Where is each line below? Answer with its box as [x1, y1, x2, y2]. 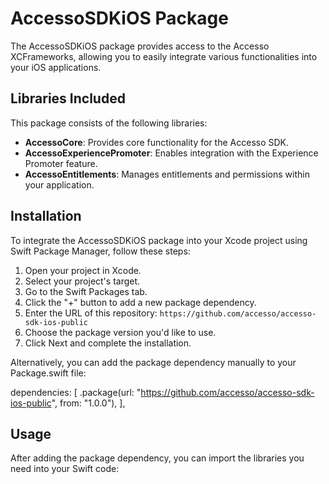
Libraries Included [10, 90, 126, 107]
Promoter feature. [24, 157, 98, 169]
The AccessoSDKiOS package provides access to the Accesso [10, 40, 270, 52]
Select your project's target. [24, 275, 141, 287]
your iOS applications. [10, 61, 102, 73]
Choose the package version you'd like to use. [24, 326, 217, 338]
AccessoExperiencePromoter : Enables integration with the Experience [24, 147, 319, 159]
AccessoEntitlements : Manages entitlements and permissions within [24, 168, 310, 180]
